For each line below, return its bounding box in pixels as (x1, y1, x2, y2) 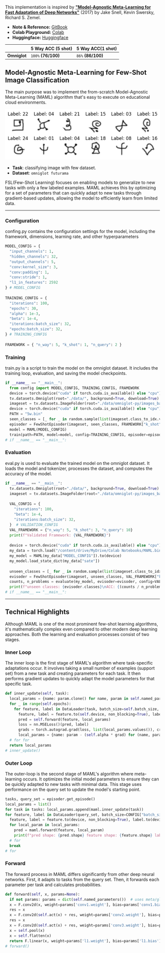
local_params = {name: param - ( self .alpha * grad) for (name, (18, 732, 151, 738)
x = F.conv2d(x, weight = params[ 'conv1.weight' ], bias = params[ (9, 902, 139, 907)
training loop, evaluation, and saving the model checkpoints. (5, 370, 127, 376)
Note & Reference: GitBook (12, 24, 68, 30)
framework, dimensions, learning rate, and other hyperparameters (5, 233, 139, 240)
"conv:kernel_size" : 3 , (9, 264, 58, 269)
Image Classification (5, 76, 70, 84)
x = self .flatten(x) (9, 933, 52, 938)
